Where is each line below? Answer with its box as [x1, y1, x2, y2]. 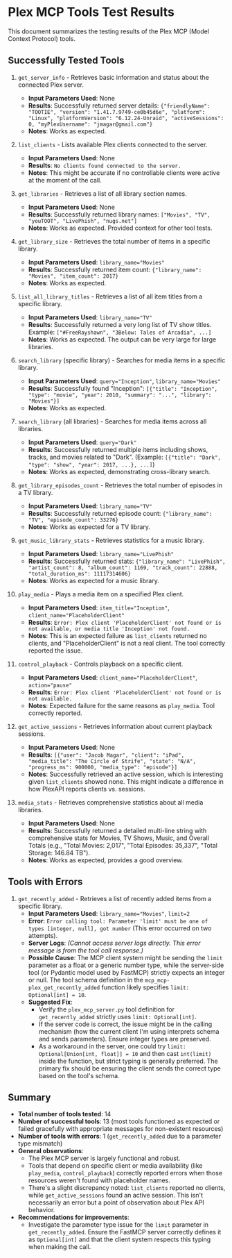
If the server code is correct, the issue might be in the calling [38, 1020, 213, 1028]
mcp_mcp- [145, 977, 170, 984]
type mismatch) [17, 1139, 63, 1148]
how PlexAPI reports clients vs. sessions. [28, 785, 145, 793]
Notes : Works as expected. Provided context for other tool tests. [28, 224, 213, 232]
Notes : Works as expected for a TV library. [28, 522, 151, 531]
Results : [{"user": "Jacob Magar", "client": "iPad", [28, 750, 185, 759]
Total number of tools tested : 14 [17, 1110, 111, 1118]
